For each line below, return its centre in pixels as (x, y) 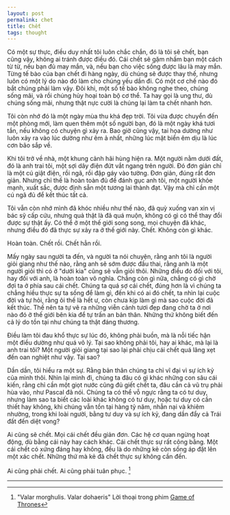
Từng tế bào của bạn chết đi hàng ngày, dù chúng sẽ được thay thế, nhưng (112, 74)
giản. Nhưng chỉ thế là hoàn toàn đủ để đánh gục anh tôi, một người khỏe (110, 180)
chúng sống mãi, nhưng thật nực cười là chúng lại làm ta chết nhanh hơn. (110, 103)
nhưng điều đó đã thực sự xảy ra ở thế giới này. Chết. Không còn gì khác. (110, 230)
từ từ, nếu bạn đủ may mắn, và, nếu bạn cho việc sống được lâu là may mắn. (115, 66)
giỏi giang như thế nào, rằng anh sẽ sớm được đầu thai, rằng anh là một (108, 264)
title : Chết (24, 26)
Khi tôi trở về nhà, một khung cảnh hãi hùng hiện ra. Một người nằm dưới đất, (115, 159)
